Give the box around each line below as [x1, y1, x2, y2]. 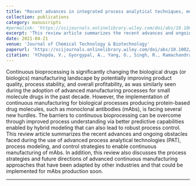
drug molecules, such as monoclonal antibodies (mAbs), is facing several [6, 105, 182, 112]
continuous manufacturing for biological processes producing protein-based [6, 99, 190, 106]
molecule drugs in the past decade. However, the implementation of [6, 93, 169, 100]
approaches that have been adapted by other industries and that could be [6, 161, 183, 168]
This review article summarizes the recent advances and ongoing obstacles [6, 130, 188, 137]
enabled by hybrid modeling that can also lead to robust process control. [6, 124, 181, 131]
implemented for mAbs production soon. [6, 167, 103, 174]
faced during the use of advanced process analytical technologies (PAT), [6, 136, 181, 143]
